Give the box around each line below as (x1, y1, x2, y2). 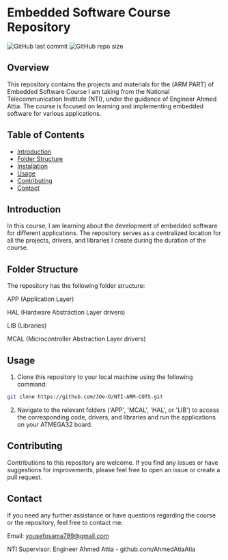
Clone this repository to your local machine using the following (16, 373, 193, 381)
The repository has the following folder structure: (7, 282, 145, 290)
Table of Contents (7, 129, 85, 141)
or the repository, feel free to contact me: (7, 518, 123, 526)
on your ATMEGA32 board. (16, 420, 93, 428)
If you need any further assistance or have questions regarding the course (7, 511, 216, 519)
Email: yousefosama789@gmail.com (7, 531, 109, 539)
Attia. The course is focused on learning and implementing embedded (7, 101, 203, 110)
